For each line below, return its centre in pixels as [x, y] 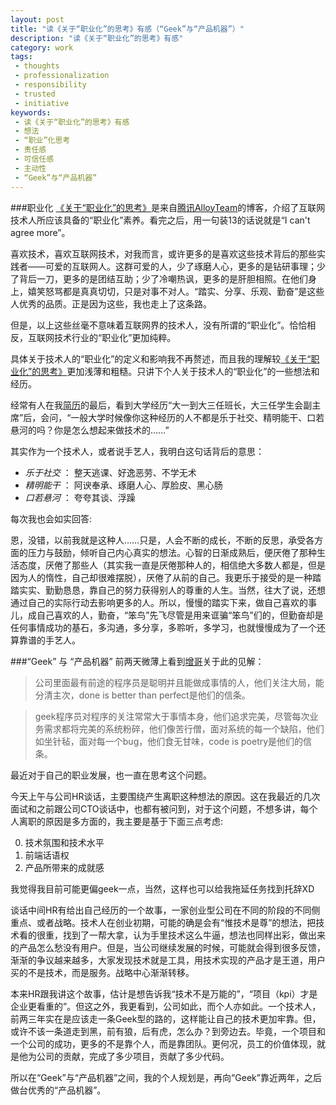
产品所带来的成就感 [64, 867]
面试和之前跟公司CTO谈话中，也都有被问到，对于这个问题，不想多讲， [155, 808]
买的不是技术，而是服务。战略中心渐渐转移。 [102, 972]
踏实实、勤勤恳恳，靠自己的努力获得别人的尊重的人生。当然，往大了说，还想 [168, 590]
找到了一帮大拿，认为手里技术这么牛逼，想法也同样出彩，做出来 [194, 935]
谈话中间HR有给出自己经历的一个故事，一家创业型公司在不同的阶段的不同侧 [165, 910]
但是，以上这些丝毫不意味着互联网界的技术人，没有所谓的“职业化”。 [150, 325]
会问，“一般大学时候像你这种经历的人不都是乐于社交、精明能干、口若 [182, 417]
